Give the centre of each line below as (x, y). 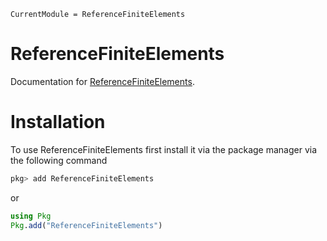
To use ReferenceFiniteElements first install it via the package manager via (164, 149)
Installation (58, 122)
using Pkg (31, 216)
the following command (59, 160)
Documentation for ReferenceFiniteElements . (102, 81)
